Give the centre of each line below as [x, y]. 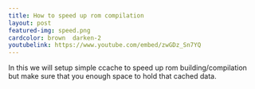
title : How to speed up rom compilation [76, 15]
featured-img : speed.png [49, 30]
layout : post [30, 23]
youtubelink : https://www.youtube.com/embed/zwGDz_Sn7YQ [105, 45]
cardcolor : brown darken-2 [55, 38]
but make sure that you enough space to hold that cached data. [112, 76]
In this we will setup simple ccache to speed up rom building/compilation [127, 68]
